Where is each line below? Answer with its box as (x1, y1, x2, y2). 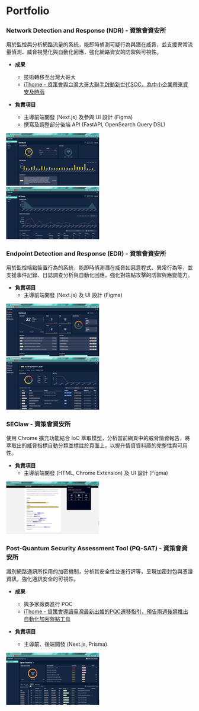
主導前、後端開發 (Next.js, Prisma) (23, 640, 108, 648)
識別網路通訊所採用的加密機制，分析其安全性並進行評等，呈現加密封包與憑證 (6, 567, 193, 575)
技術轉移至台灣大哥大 (23, 74, 76, 81)
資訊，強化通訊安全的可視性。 (6, 575, 79, 582)
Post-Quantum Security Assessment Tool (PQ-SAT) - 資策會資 (6, 544, 188, 553)
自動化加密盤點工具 (23, 615, 71, 622)
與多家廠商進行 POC (23, 600, 73, 607)
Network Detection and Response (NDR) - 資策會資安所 (6, 27, 166, 35)
